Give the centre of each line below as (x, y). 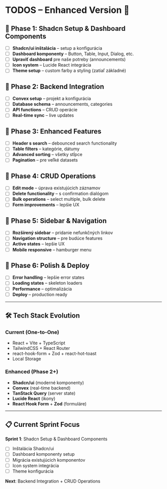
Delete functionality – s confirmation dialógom (60, 194)
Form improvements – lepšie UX (46, 205)
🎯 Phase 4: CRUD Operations (50, 176)
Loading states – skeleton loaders (47, 283)
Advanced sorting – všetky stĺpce (47, 155)
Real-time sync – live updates (43, 115)
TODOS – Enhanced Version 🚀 (67, 10)
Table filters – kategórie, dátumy (46, 149)
